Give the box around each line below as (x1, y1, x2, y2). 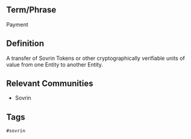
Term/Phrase (6, 5, 57, 15)
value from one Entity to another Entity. (6, 60, 104, 68)
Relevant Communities (6, 79, 93, 89)
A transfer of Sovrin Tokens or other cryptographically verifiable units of (6, 54, 186, 62)
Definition (6, 39, 44, 49)
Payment (6, 21, 28, 28)
